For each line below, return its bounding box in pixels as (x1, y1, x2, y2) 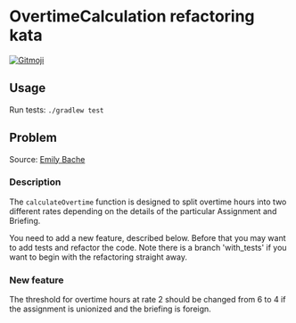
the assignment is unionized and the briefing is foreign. (9, 303, 211, 314)
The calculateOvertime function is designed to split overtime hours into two (9, 196, 287, 207)
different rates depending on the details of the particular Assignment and (9, 205, 277, 216)
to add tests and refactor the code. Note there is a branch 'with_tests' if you (9, 242, 287, 253)
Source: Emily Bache (9, 153, 86, 164)
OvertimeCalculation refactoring (9, 6, 256, 27)
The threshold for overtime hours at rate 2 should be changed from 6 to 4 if (9, 294, 286, 305)
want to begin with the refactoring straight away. (9, 252, 187, 262)
